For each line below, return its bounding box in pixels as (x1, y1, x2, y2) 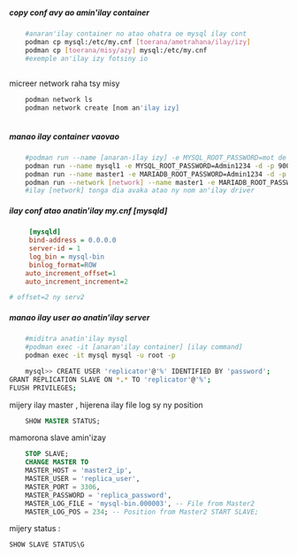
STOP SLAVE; (25, 450, 69, 459)
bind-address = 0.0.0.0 (28, 236, 117, 245)
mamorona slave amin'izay (9, 432, 107, 443)
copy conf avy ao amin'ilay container (9, 7, 150, 18)
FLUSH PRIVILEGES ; (9, 383, 77, 392)
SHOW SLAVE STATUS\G (9, 540, 86, 549)
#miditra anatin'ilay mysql (25, 335, 128, 344)
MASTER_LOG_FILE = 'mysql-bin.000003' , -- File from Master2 (25, 499, 255, 508)
